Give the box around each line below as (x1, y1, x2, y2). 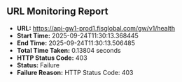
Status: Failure (16, 60, 60, 69)
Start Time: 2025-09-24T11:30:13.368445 (16, 31, 139, 40)
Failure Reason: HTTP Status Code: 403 (16, 68, 134, 76)
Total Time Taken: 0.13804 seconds (16, 46, 121, 54)
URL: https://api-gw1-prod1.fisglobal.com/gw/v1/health (16, 24, 176, 32)
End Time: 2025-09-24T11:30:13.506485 (16, 38, 136, 47)
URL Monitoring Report (6, 6, 109, 17)
